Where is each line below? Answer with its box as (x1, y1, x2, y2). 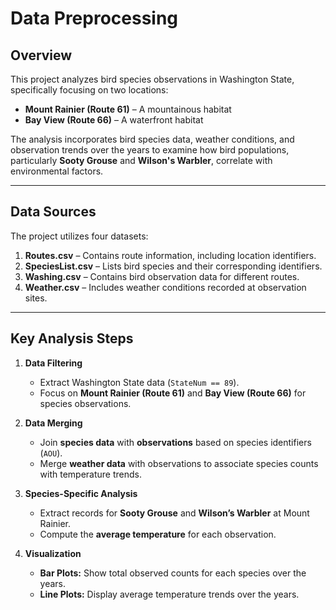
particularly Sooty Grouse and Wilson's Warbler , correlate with (10, 155, 273, 166)
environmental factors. (10, 165, 104, 177)
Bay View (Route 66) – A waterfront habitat (24, 114, 204, 126)
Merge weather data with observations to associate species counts (39, 457, 319, 469)
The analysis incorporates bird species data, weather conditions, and (10, 133, 295, 145)
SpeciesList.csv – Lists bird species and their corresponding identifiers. (24, 260, 323, 272)
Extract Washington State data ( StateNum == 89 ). (39, 376, 240, 388)
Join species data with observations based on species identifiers (39, 436, 312, 448)
